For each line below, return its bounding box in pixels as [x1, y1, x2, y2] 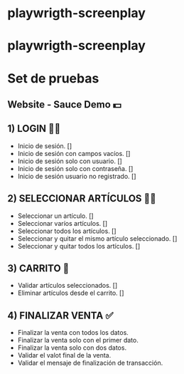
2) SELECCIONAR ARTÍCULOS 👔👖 [7, 192, 156, 204]
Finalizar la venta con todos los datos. [17, 328, 129, 337]
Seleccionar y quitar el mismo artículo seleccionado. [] [17, 234, 178, 243]
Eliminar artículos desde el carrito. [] [17, 289, 124, 297]
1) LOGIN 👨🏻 [7, 123, 61, 135]
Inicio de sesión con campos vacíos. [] [17, 149, 131, 157]
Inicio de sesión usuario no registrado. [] [17, 172, 136, 180]
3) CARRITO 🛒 [7, 262, 70, 274]
